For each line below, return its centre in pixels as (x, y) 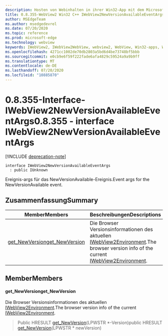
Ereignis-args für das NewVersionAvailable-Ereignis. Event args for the (77, 179)
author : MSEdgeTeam (25, 19)
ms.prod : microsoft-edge (31, 38)
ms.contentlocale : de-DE (31, 66)
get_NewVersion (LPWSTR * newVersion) (59, 328)
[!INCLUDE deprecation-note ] (36, 156)
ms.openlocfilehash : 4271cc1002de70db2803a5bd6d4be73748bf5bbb (72, 52)
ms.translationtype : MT (30, 61)
